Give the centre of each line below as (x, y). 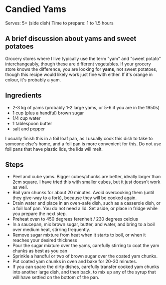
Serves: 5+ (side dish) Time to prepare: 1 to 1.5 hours (59, 23)
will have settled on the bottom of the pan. (56, 278)
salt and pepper (29, 129)
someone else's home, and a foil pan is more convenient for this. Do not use (83, 144)
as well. (20, 187)
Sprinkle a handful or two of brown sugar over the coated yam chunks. (85, 256)
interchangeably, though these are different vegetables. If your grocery (78, 64)
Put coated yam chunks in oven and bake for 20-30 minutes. (75, 262)
